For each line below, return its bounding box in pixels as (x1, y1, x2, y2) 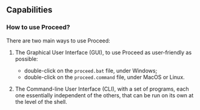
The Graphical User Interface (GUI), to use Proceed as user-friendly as (15, 49, 192, 56)
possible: (15, 55, 38, 63)
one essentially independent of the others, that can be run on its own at (15, 91, 194, 99)
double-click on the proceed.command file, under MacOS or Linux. (24, 73, 185, 81)
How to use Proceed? (6, 23, 70, 32)
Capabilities (6, 5, 53, 15)
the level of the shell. (15, 98, 68, 105)
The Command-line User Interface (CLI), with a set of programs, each (15, 85, 189, 92)
